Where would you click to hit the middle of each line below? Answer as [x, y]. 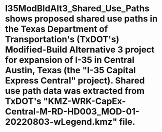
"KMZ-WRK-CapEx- [84, 101]
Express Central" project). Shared [75, 81]
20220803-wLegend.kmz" [61, 122]
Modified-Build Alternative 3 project [80, 50]
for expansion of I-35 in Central [70, 60]
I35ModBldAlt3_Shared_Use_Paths [77, 8]
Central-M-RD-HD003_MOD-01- [72, 112]
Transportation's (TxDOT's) [62, 40]
